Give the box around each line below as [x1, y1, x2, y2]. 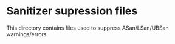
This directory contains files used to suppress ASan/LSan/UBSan [6, 24, 169, 31]
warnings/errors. [6, 30, 49, 37]
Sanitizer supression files [6, 4, 138, 18]
